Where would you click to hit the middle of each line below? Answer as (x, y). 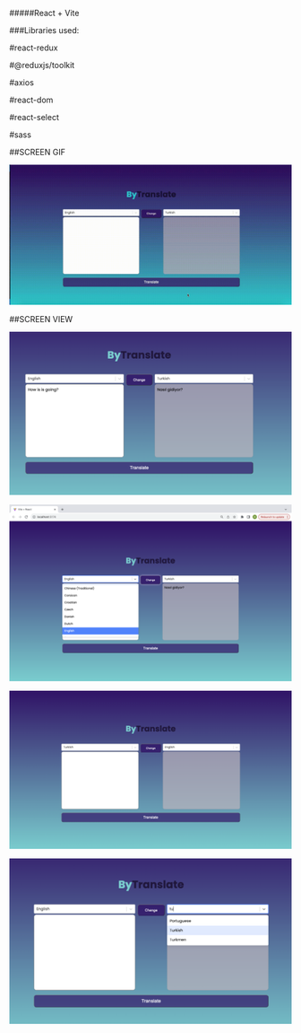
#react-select (34, 117)
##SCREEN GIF (37, 152)
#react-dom (31, 100)
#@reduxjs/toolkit (42, 65)
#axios (21, 83)
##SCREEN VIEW (41, 319)
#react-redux (34, 48)
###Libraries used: (44, 30)
